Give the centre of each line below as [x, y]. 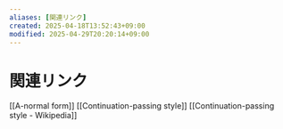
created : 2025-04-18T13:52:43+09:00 [77, 26]
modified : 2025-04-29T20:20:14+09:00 [79, 34]
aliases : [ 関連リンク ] [48, 17]
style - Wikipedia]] [43, 116]
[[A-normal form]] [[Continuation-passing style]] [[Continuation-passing [142, 106]
